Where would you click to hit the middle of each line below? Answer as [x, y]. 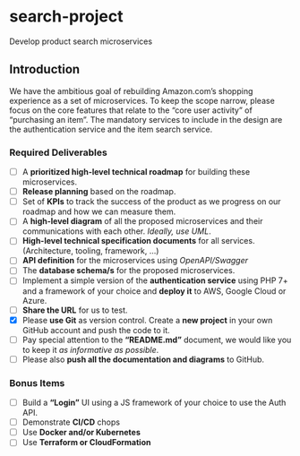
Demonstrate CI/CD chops [71, 422]
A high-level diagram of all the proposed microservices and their [142, 221]
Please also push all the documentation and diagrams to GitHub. [143, 359]
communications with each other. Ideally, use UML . [117, 231]
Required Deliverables [58, 152]
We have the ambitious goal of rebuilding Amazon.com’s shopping [131, 90]
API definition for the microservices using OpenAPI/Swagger [135, 261]
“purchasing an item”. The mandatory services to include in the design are [146, 119]
